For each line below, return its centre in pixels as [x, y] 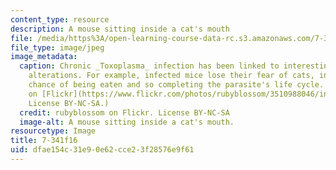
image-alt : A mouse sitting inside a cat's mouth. [127, 122]
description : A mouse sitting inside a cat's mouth [120, 29]
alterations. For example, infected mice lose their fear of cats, [171, 76]
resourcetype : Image [53, 131]
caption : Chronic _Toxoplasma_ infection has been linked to [149, 66]
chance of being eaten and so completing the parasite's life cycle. [176, 85]
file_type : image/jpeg [57, 47]
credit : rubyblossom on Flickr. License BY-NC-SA [124, 112]
